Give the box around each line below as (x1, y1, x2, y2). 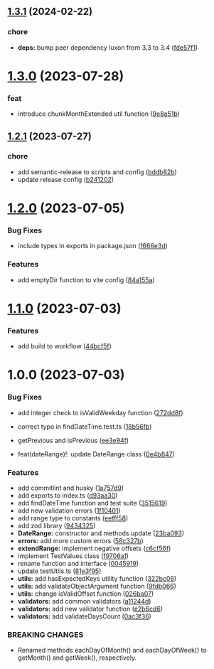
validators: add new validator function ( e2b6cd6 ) (17, 604, 164, 613)
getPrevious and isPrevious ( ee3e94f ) (17, 436, 129, 444)
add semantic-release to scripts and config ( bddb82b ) (17, 167, 178, 176)
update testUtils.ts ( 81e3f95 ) (17, 567, 102, 575)
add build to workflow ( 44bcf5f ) (17, 342, 112, 350)
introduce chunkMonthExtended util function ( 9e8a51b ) (17, 109, 180, 118)
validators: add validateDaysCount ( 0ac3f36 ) (17, 611, 151, 621)
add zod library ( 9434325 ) (17, 521, 96, 530)
